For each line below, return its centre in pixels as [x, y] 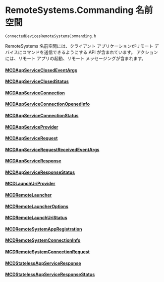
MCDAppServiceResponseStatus [40, 172]
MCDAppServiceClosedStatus [37, 81]
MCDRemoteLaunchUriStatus [36, 218]
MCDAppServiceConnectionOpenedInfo [48, 104]
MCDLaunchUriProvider [30, 184]
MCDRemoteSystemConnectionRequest [48, 252]
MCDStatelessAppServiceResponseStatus [50, 275]
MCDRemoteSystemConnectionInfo [43, 240]
